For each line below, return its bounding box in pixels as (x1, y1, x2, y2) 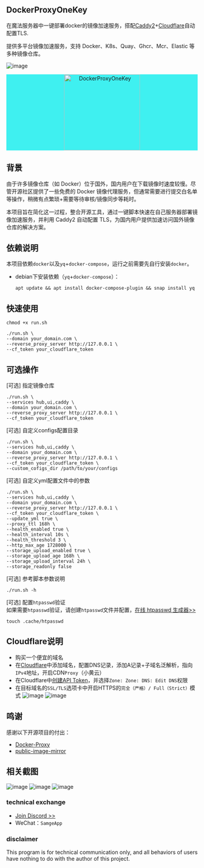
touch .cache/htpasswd (6, 618, 64, 625)
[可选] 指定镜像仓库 (6, 382, 55, 389)
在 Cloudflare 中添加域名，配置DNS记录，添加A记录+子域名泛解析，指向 (15, 661, 193, 668)
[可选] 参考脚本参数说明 (6, 575, 66, 583)
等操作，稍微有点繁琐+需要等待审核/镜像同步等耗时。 (6, 195, 140, 203)
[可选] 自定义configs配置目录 (6, 427, 79, 434)
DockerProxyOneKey (6, 5, 88, 15)
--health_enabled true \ (6, 527, 69, 533)
